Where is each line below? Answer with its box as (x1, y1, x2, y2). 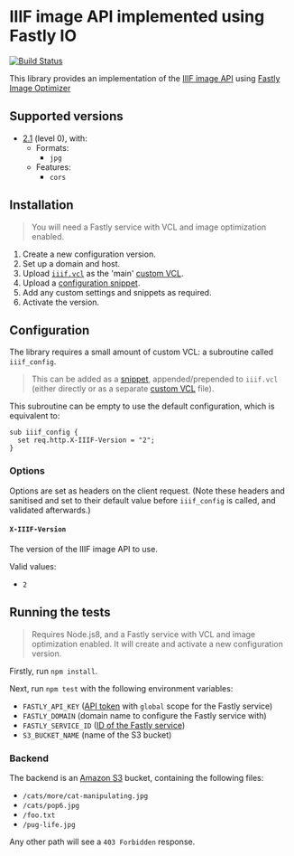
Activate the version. (22, 296, 100, 307)
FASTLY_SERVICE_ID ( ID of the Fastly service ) (22, 720, 186, 730)
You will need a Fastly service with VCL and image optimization (31, 221, 267, 232)
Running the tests (9, 605, 111, 620)
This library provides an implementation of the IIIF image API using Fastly (9, 72, 280, 83)
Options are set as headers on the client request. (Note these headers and (9, 485, 286, 496)
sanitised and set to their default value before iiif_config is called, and (9, 494, 277, 505)
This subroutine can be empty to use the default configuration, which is (9, 400, 275, 412)
